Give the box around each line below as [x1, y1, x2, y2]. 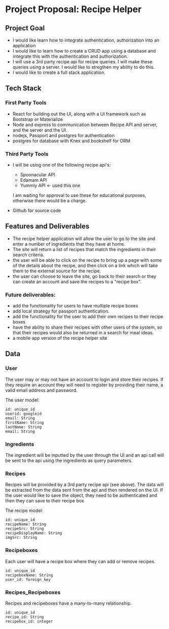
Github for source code [12, 207, 61, 213]
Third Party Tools [5, 150, 49, 158]
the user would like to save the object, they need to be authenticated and [5, 492, 157, 498]
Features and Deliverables [5, 222, 90, 231]
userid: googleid [5, 411, 42, 416]
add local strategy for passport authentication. [12, 308, 110, 314]
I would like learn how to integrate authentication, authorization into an [12, 37, 159, 43]
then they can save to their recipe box [5, 498, 85, 504]
